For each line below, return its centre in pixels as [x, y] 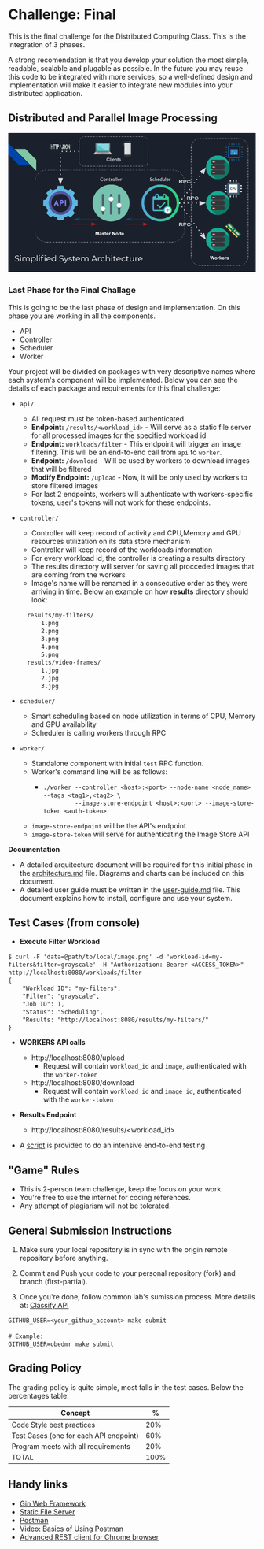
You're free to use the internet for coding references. [105, 1198]
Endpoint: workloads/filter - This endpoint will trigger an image [136, 443]
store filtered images [65, 485]
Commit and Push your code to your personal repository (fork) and [127, 1273]
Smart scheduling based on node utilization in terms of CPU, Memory [143, 716]
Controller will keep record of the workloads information [122, 550]
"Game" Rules [44, 1170]
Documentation [34, 849]
